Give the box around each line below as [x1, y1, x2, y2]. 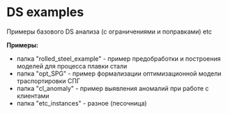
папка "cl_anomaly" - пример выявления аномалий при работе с [16, 84, 209, 92]
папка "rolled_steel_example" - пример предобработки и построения [16, 54, 221, 63]
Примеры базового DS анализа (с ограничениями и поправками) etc [6, 27, 212, 36]
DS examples [6, 4, 84, 20]
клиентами [16, 92, 50, 100]
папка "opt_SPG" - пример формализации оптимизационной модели [16, 69, 222, 78]
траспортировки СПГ [16, 76, 81, 85]
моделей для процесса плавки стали [16, 62, 128, 70]
